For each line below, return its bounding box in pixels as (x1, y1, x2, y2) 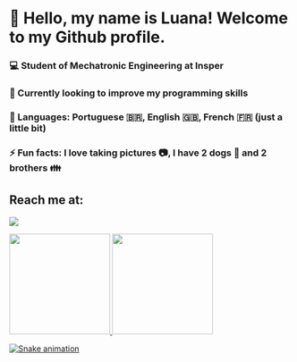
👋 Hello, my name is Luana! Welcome (9, 8, 289, 29)
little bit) (9, 122, 47, 134)
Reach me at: (9, 192, 84, 208)
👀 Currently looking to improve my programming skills (9, 87, 249, 99)
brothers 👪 (9, 161, 62, 173)
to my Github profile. (9, 27, 165, 47)
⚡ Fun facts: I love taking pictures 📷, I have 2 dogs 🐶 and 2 (9, 147, 267, 159)
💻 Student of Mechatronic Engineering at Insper (9, 60, 224, 72)
